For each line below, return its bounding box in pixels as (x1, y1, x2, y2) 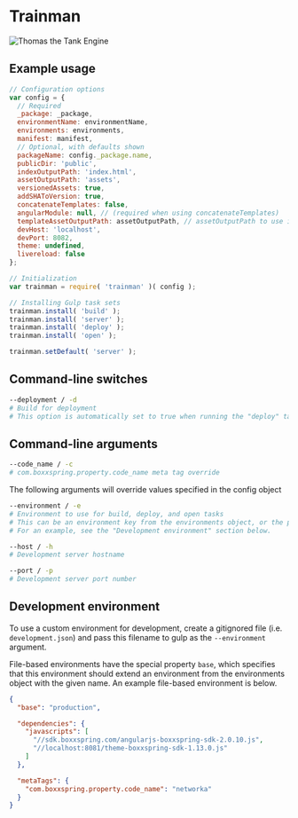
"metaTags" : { (17, 776, 69, 785)
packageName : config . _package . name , (17, 151, 153, 160)
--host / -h (9, 542, 53, 551)
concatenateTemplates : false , (17, 201, 129, 209)
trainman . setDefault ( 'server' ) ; (9, 348, 137, 357)
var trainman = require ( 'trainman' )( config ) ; (9, 282, 197, 291)
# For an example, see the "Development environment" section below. (9, 526, 272, 535)
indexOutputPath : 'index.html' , (17, 167, 137, 177)
